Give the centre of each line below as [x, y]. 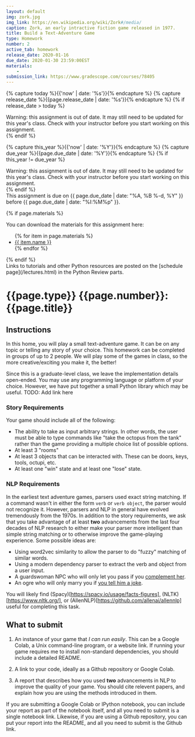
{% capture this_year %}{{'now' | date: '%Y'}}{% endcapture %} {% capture [97, 147]
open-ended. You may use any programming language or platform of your [95, 380]
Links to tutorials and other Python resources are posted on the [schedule [95, 266]
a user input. [29, 570]
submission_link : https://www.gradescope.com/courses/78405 [81, 77]
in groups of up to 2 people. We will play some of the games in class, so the [97, 356]
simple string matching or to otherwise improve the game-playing [84, 534]
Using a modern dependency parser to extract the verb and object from [100, 564]
